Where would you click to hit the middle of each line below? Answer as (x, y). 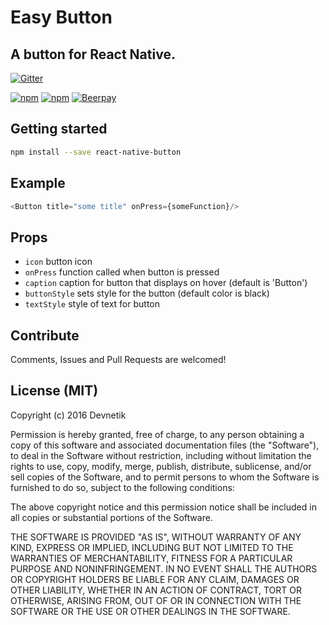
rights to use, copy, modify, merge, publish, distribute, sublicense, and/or (161, 466)
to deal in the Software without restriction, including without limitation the (161, 455)
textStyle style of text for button (92, 304)
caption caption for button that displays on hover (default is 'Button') (166, 283)
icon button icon (58, 262)
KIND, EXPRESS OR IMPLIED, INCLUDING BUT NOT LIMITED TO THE (152, 547)
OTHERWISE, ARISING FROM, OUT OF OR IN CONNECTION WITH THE (156, 600)
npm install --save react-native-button (96, 152)
